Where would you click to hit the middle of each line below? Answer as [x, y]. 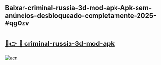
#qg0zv [17, 23]
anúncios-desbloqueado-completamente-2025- [81, 16]
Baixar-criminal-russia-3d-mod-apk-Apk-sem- [78, 8]
